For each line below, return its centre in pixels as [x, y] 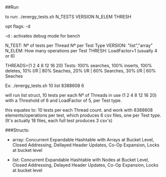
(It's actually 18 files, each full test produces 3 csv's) [59, 120]
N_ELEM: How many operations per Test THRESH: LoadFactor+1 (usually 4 [81, 51]
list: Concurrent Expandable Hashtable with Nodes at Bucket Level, [81, 160]
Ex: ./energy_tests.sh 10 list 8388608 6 [45, 86]
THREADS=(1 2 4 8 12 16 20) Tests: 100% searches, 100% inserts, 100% [79, 66]
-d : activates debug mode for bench [43, 36]
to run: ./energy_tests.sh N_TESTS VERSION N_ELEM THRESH [68, 17]
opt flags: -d [18, 26]
